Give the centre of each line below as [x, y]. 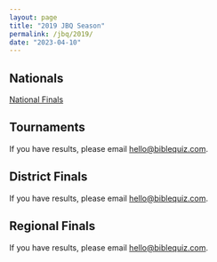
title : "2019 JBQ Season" [57, 26]
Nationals [36, 78]
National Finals [36, 99]
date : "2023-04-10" [45, 42]
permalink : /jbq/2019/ [51, 34]
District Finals [48, 177]
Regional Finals [52, 226]
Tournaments [48, 127]
